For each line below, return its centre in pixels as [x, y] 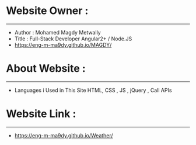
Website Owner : [47, 11]
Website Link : [41, 114]
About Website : [46, 69]
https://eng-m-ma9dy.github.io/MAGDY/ [63, 44]
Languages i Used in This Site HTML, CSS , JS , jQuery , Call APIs [93, 90]
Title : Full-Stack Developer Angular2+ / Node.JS [73, 39]
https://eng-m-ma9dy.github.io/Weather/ [64, 135]
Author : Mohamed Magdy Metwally [57, 32]
